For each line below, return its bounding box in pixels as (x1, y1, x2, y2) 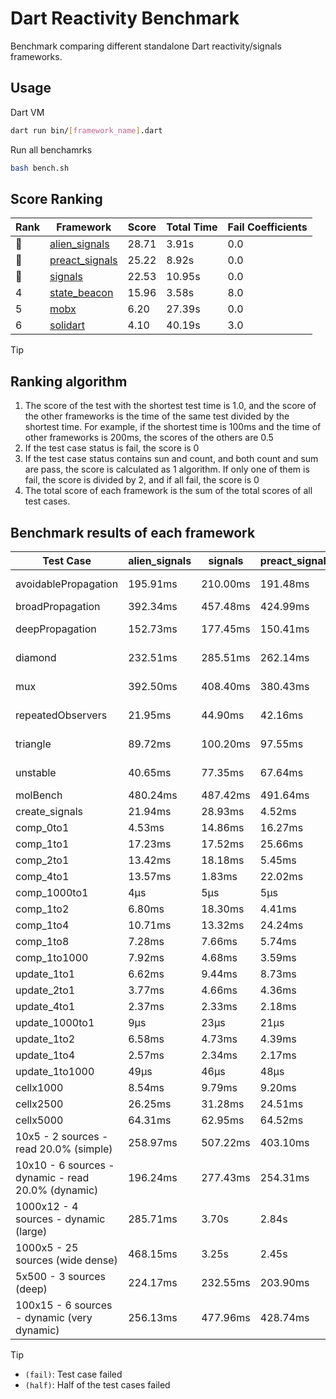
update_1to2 (15, 1032, 76, 1046)
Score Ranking (10, 190, 103, 207)
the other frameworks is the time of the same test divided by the (24, 410, 290, 422)
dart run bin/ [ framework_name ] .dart (10, 125, 163, 136)
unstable (15, 765, 57, 779)
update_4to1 (15, 999, 76, 1013)
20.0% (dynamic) (15, 1183, 99, 1197)
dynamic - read (15, 1170, 90, 1184)
